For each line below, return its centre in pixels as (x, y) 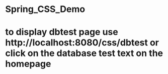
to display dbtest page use (62, 32)
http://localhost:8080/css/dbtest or (82, 43)
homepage (28, 64)
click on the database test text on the (84, 53)
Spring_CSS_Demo (45, 9)
